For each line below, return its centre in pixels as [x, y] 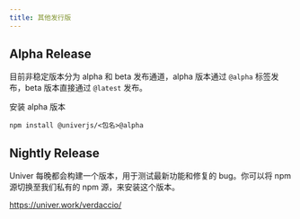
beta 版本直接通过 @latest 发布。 [86, 88]
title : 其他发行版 [40, 18]
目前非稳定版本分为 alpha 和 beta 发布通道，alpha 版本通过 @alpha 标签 [140, 76]
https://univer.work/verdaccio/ [66, 205]
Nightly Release [55, 153]
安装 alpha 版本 [37, 107]
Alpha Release [50, 54]
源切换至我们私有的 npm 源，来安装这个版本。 [94, 187]
